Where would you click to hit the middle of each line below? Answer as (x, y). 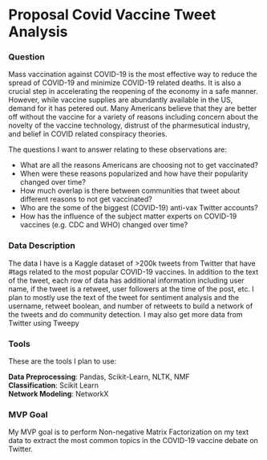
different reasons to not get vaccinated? (86, 199)
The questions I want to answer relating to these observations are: (117, 149)
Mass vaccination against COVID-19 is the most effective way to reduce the (133, 75)
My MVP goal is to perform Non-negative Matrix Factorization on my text (129, 432)
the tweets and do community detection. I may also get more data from (125, 314)
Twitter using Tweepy (44, 323)
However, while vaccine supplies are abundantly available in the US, (121, 100)
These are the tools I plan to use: (63, 361)
